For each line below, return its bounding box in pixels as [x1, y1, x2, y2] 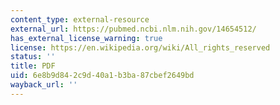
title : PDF [10, 61, 56, 71]
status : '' [10, 52, 56, 62]
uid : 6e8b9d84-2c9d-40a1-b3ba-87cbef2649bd [10, 71, 195, 81]
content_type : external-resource [10, 14, 150, 25]
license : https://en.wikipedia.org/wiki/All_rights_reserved [10, 42, 271, 53]
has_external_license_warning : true [10, 33, 163, 43]
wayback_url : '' [10, 80, 78, 90]
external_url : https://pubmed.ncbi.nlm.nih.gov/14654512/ [10, 24, 257, 34]
